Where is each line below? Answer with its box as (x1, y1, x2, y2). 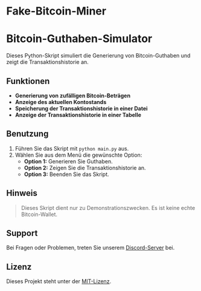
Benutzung (6, 129, 49, 139)
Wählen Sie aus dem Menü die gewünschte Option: (14, 151, 142, 159)
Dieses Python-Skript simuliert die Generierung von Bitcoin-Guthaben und (6, 52, 191, 59)
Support (6, 228, 38, 238)
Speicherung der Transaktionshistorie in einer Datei (14, 105, 148, 112)
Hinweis (6, 188, 37, 198)
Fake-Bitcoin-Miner (6, 4, 107, 18)
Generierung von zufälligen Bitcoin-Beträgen (14, 92, 131, 99)
